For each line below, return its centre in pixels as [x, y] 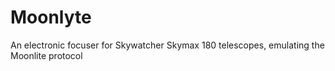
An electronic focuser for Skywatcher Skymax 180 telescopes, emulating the [167, 45]
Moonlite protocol [46, 55]
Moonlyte [51, 17]
